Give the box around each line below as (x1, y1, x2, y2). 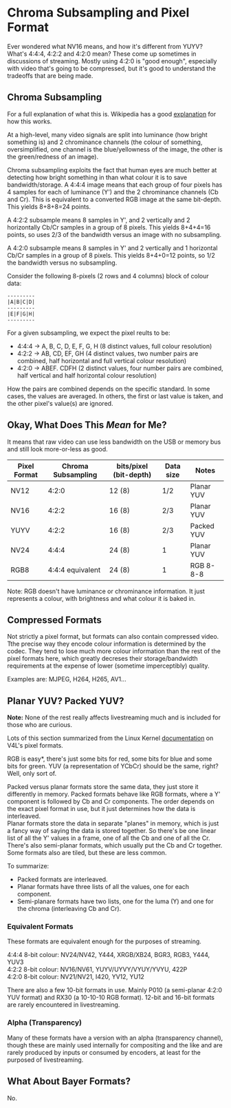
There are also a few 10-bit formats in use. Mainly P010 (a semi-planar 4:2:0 (7, 986, 222, 994)
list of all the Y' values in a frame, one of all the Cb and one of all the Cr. (7, 834, 210, 842)
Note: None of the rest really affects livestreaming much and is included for (7, 713, 221, 721)
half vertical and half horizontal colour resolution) (16, 371, 157, 380)
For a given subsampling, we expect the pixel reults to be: (7, 329, 170, 337)
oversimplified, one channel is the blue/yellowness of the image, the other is (7, 145, 223, 153)
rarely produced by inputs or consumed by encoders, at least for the (7, 1048, 201, 1056)
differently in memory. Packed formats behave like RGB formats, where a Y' (7, 790, 221, 799)
